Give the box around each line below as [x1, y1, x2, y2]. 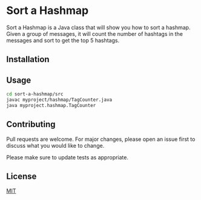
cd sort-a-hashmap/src [6, 91, 64, 97]
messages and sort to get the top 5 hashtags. [6, 36, 120, 44]
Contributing [6, 119, 56, 129]
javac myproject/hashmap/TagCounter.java [6, 97, 113, 103]
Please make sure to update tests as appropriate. [6, 153, 129, 161]
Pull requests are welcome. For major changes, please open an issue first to [6, 135, 196, 143]
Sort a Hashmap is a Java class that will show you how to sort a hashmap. [6, 24, 191, 31]
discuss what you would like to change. [6, 142, 105, 149]
